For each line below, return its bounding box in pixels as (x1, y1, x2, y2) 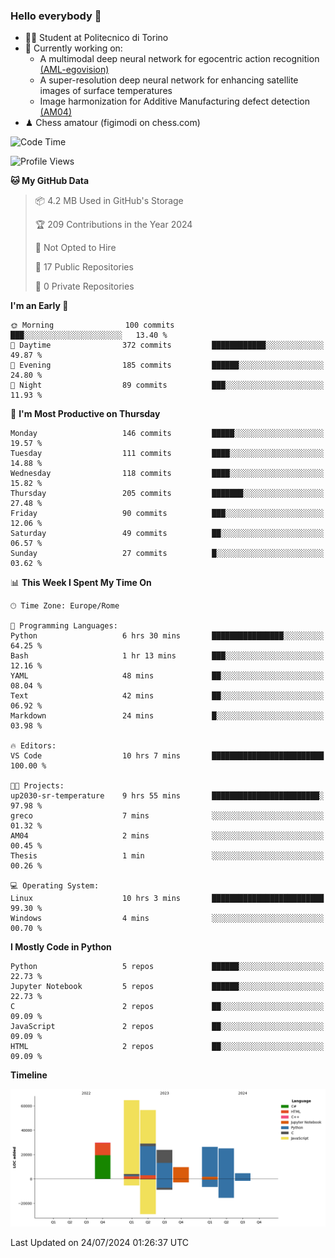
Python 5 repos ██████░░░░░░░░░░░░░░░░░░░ (10, 962, 325, 972)
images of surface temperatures (39, 85, 173, 97)
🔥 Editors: (10, 741, 57, 751)
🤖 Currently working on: (24, 42, 123, 54)
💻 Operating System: (10, 881, 100, 891)
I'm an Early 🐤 (10, 300, 69, 312)
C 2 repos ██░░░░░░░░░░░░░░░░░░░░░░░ (10, 1002, 325, 1012)
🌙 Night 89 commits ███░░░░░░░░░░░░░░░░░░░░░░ (10, 380, 325, 391)
